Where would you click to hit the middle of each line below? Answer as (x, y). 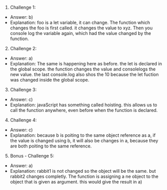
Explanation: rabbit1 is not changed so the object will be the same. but (83, 171)
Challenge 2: (23, 48)
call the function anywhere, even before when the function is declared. (84, 110)
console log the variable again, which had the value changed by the (80, 33)
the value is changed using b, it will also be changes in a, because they (84, 141)
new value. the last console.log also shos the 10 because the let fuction (84, 74)
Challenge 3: (23, 90)
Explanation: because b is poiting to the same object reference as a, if (83, 135)
